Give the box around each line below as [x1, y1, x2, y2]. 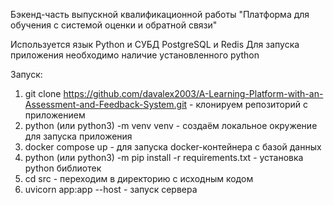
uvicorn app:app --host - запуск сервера [24, 184, 198, 195]
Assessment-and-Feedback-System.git [24, 99, 188, 110]
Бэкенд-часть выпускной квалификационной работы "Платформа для [10, 9, 310, 20]
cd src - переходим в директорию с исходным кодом [24, 173, 254, 184]
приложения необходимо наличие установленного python [10, 49, 260, 61]
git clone [24, 88, 62, 99]
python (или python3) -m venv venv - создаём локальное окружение [24, 120, 318, 131]
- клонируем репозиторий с [189, 99, 309, 110]
